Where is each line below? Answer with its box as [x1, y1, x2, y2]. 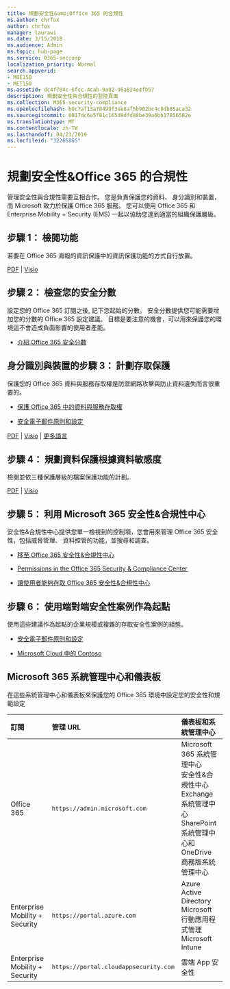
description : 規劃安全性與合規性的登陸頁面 [7, 93, 118, 100]
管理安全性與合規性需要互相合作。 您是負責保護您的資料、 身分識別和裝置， [7, 193, 220, 201]
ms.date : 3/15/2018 [7, 36, 63, 42]
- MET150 [7, 80, 32, 87]
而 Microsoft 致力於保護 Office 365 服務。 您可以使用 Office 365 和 [7, 201, 196, 210]
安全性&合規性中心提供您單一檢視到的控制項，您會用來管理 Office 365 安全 [7, 528, 218, 536]
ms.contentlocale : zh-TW [7, 125, 78, 132]
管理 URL [51, 722, 81, 731]
